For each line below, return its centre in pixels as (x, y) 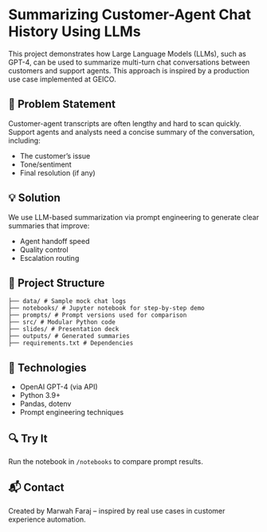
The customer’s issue (55, 156)
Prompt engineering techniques (72, 412)
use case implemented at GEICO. (63, 79)
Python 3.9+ (40, 396)
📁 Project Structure (57, 283)
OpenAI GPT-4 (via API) (59, 387)
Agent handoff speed (55, 241)
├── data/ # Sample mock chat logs (67, 301)
